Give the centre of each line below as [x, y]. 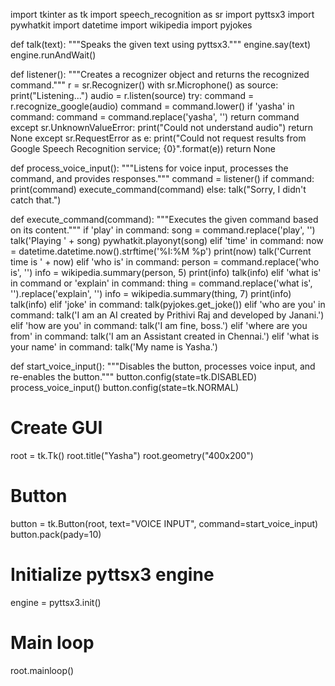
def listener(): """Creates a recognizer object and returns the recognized [160, 74]
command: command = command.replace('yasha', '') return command [155, 117]
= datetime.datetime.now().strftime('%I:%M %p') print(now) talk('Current [161, 251]
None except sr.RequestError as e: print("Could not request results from [158, 138]
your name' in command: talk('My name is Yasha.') [114, 347]
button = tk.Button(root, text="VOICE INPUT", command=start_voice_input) [164, 523]
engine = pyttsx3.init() [56, 602]
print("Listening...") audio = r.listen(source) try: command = [132, 95]
